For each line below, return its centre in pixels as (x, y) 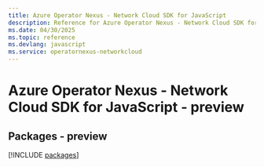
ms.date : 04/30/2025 (42, 30)
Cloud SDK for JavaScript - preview (126, 107)
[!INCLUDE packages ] (44, 155)
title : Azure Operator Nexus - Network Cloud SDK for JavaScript (117, 15)
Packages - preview (58, 136)
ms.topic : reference (42, 37)
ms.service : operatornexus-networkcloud (75, 52)
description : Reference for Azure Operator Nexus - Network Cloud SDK (126, 23)
